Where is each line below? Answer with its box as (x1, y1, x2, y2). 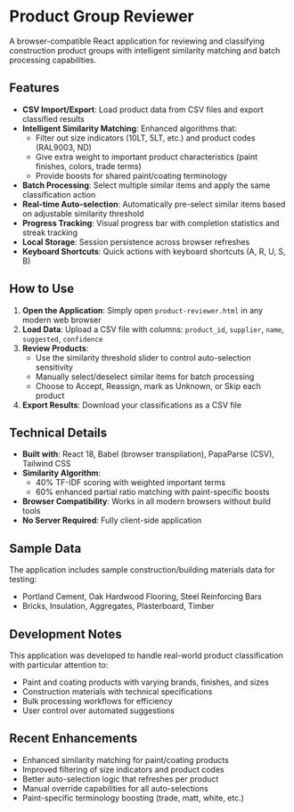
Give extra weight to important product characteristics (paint (35, 151, 258, 162)
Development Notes (9, 626, 122, 642)
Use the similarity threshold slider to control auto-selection (35, 352, 251, 362)
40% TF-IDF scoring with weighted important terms (35, 477, 225, 488)
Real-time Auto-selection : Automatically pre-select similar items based (21, 199, 286, 209)
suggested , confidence (21, 333, 103, 344)
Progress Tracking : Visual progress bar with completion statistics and (21, 217, 280, 228)
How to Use (9, 281, 75, 296)
